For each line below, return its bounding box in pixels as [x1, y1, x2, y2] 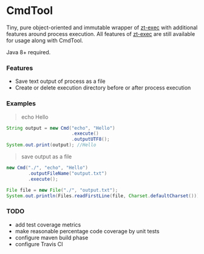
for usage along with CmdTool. [6, 37, 83, 44]
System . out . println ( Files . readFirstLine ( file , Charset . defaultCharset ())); [6, 192, 202, 199]
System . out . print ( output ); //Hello [6, 142, 97, 148]
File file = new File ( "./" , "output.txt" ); [6, 187, 118, 193]
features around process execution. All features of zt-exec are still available [6, 30, 195, 37]
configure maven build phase [15, 234, 89, 241]
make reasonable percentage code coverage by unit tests [15, 227, 160, 235]
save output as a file [21, 153, 72, 160]
